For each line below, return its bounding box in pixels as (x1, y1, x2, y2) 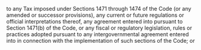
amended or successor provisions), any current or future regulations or (6, 11, 185, 19)
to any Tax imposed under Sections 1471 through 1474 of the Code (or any (6, 5, 191, 12)
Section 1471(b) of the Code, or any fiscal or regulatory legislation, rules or (6, 24, 192, 31)
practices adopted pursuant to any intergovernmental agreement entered (6, 31, 189, 38)
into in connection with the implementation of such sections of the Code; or (6, 37, 196, 44)
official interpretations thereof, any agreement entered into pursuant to (6, 18, 183, 25)
